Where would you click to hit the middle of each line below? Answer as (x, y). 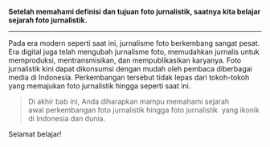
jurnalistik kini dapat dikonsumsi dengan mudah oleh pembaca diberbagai (131, 69)
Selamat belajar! (35, 134)
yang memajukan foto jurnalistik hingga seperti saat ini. (100, 86)
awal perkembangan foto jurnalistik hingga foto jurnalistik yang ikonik (143, 110)
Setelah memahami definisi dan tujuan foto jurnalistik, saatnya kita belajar (135, 12)
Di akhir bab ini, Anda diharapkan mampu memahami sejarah (129, 101)
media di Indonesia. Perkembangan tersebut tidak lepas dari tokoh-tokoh (129, 77)
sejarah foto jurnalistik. (48, 20)
